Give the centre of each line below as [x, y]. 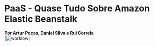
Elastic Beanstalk [41, 19]
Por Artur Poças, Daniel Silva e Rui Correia [49, 33]
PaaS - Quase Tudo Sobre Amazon [77, 9]
